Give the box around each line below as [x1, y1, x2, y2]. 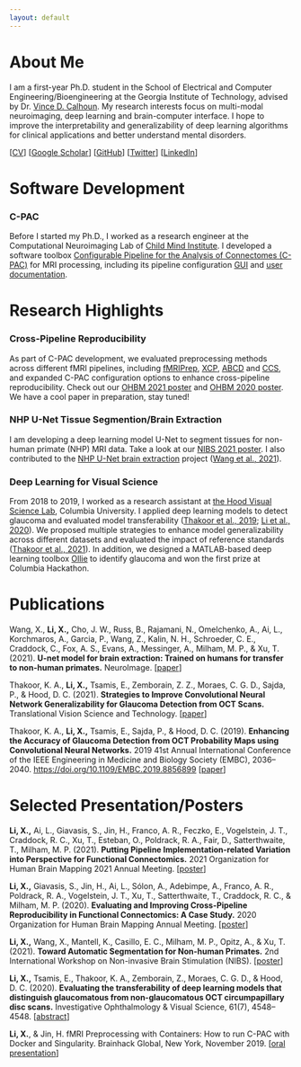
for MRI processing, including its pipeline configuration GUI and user [30, 260, 283, 271]
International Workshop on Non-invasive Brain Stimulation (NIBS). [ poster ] [9, 956, 284, 966]
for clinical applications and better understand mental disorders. [9, 129, 247, 140]
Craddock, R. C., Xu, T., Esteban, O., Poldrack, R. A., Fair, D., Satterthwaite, [9, 835, 286, 845]
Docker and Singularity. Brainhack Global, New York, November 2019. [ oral [9, 1038, 286, 1048]
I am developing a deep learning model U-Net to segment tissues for [9, 433, 263, 445]
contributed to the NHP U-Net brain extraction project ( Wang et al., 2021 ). [9, 453, 282, 464]
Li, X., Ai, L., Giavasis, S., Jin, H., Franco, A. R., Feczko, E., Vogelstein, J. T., [9, 825, 288, 836]
